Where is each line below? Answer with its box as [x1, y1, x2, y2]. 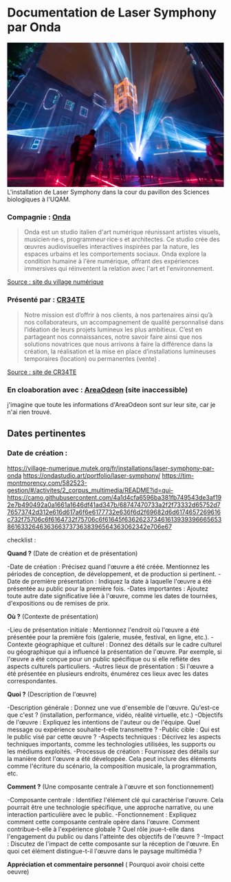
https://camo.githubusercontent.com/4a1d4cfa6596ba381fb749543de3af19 [7, 493, 222, 501]
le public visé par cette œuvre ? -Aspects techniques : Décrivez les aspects [7, 732, 221, 740]
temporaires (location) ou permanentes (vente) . [23, 354, 160, 362]
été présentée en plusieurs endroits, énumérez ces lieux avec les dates [7, 669, 208, 678]
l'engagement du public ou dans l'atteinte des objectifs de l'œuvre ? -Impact [7, 832, 224, 840]
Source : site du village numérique [7, 278, 104, 286]
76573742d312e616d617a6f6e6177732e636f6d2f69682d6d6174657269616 [7, 507, 221, 516]
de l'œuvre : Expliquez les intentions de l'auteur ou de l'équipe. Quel [7, 718, 201, 726]
